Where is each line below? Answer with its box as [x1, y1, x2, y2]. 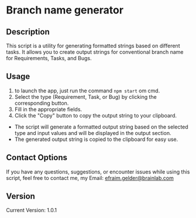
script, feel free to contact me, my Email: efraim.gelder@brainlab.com [6, 174, 174, 181]
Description [6, 27, 50, 37]
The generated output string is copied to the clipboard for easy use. [14, 136, 178, 143]
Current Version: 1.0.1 [6, 207, 57, 214]
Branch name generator [6, 4, 124, 17]
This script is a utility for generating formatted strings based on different [6, 42, 180, 49]
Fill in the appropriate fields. [14, 106, 82, 113]
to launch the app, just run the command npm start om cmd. [14, 87, 160, 94]
